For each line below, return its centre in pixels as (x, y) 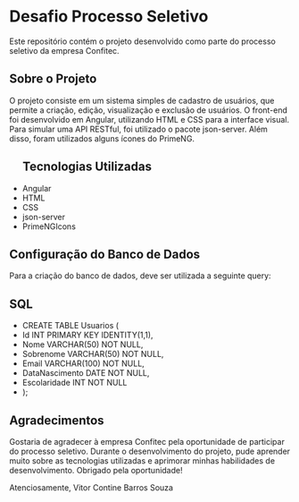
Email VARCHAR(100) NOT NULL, (83, 363)
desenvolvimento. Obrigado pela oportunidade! (96, 470)
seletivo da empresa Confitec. (64, 50)
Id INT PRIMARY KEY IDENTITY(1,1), (87, 335)
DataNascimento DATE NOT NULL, (86, 373)
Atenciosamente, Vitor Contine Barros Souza (91, 488)
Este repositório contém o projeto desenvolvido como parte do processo (143, 41)
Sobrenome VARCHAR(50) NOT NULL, (93, 354)
